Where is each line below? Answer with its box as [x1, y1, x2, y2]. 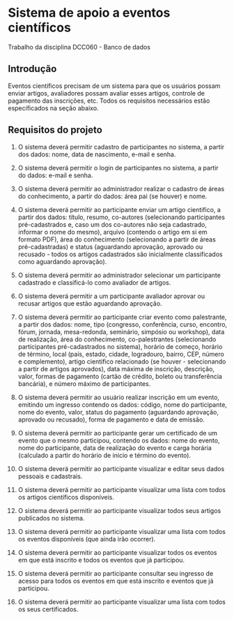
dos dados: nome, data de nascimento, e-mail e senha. [17, 150, 176, 158]
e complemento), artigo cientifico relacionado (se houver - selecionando [17, 357, 226, 366]
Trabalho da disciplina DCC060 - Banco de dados [8, 43, 150, 51]
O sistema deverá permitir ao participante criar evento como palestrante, [17, 313, 227, 321]
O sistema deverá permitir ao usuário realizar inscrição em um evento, [17, 393, 220, 401]
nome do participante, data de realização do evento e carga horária [17, 443, 212, 452]
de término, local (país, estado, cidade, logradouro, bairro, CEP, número [17, 350, 225, 358]
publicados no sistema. [17, 514, 85, 522]
